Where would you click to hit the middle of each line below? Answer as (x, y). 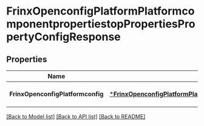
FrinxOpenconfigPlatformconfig (56, 94)
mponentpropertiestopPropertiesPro (101, 24)
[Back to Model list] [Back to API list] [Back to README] (76, 117)
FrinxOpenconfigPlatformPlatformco (100, 11)
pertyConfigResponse (63, 37)
